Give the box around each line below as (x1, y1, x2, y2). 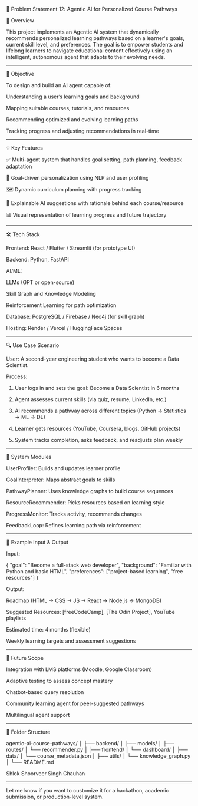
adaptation (6, 163, 32, 170)
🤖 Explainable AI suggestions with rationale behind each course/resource (6, 200, 184, 206)
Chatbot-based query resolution (6, 689, 84, 695)
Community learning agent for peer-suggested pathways (6, 700, 144, 707)
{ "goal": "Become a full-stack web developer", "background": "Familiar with (6, 561, 192, 569)
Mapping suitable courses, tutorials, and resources (6, 105, 130, 111)
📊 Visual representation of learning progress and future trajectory (6, 212, 167, 218)
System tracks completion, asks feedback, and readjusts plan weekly (14, 437, 183, 443)
